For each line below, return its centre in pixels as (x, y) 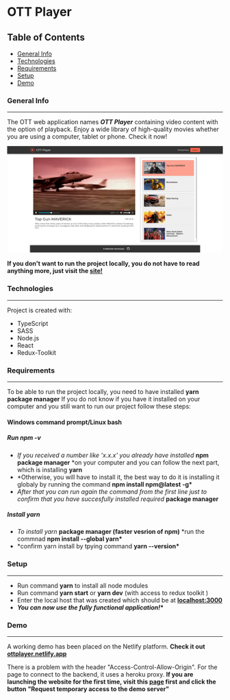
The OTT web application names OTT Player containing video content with (113, 122)
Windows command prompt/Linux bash (64, 422)
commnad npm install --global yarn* (69, 539)
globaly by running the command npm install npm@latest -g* (105, 484)
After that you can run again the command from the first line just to (112, 491)
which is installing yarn (50, 469)
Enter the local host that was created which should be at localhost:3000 (119, 600)
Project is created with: (40, 310)
